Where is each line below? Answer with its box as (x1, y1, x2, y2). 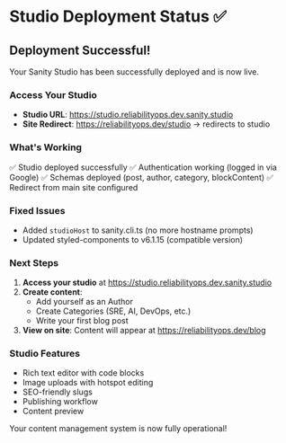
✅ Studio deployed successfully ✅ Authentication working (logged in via (9, 162, 277, 173)
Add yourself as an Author (35, 297, 133, 307)
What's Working (9, 141, 83, 154)
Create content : (22, 287, 83, 297)
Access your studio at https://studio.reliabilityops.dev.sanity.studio (22, 277, 273, 288)
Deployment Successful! (9, 42, 151, 58)
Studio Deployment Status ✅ (9, 6, 227, 27)
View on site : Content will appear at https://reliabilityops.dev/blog (22, 325, 267, 336)
